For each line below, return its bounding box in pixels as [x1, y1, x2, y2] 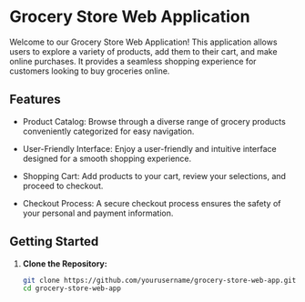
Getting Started [9, 234, 99, 249]
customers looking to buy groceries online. [9, 65, 170, 76]
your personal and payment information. [22, 207, 174, 218]
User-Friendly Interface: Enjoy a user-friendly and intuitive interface [22, 143, 277, 154]
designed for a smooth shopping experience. [22, 153, 192, 164]
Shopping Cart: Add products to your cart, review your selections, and [22, 170, 287, 181]
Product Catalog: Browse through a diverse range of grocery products [22, 116, 287, 126]
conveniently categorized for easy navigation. [22, 126, 195, 136]
